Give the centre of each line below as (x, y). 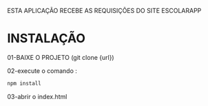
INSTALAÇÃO (46, 39)
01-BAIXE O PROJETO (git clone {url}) (61, 57)
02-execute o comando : (42, 71)
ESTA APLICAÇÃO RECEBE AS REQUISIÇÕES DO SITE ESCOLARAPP (104, 11)
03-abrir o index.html (37, 96)
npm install (24, 83)
